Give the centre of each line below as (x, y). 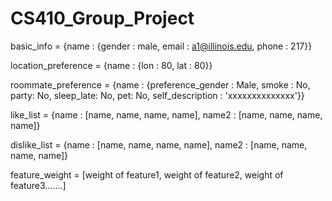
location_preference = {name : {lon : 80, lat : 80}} (111, 65)
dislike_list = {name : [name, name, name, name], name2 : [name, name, (159, 144)
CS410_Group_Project (102, 18)
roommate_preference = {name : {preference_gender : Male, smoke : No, (160, 84)
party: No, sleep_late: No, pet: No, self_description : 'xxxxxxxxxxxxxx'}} (157, 95)
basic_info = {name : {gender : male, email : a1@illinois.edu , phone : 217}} (161, 46)
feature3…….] (38, 185)
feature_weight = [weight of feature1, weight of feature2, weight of (147, 174)
